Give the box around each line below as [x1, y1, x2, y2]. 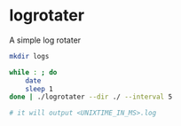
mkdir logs [9, 51, 50, 60]
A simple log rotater [9, 35, 82, 45]
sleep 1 [25, 84, 53, 93]
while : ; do [9, 67, 58, 76]
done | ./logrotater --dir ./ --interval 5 [9, 92, 173, 102]
